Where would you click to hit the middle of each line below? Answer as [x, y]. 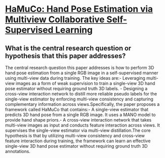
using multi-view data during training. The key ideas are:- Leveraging [75, 78]
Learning [74, 30]
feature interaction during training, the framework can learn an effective [78, 141]
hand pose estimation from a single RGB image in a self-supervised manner [82, 73]
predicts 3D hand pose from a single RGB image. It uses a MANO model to [81, 115]
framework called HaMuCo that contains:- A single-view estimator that [77, 110]
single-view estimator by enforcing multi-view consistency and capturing [79, 99]
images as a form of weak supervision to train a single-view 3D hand [85, 83]
